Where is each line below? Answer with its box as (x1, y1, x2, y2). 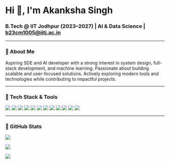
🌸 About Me (5, 48, 35, 55)
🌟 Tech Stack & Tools (5, 93, 58, 101)
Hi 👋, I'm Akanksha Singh (5, 5, 113, 16)
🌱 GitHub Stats (5, 123, 42, 130)
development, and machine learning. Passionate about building (17, 65, 149, 71)
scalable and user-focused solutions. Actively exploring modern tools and (5, 71, 159, 77)
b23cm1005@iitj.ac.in (5, 29, 61, 36)
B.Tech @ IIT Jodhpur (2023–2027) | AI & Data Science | (5, 23, 146, 30)
